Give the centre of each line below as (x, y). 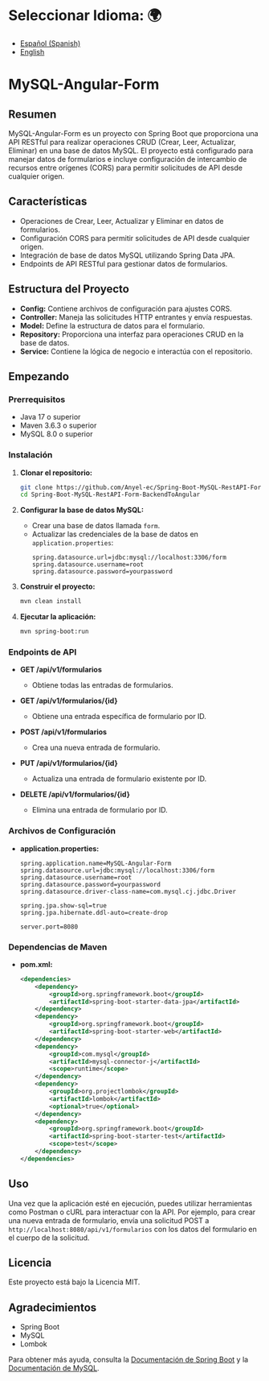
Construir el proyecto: (57, 587)
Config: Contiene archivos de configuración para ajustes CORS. (126, 308)
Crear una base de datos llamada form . (96, 526)
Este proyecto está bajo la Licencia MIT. (74, 1282)
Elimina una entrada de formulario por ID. (100, 810)
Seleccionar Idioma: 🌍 (85, 16)
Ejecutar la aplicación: (58, 617)
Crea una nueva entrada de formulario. (96, 748)
